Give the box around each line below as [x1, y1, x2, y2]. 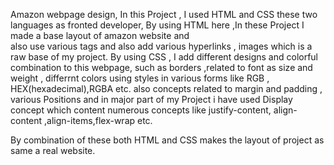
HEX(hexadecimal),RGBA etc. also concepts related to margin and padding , [10, 83, 323, 94]
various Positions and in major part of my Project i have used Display [10, 94, 293, 105]
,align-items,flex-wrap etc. [44, 115, 153, 126]
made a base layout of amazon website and [10, 30, 190, 41]
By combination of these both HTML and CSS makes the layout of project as [10, 134, 325, 146]
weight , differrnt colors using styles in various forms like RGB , [10, 72, 270, 84]
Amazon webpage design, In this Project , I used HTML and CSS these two [10, 9, 318, 20]
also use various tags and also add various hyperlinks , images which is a [10, 40, 313, 52]
